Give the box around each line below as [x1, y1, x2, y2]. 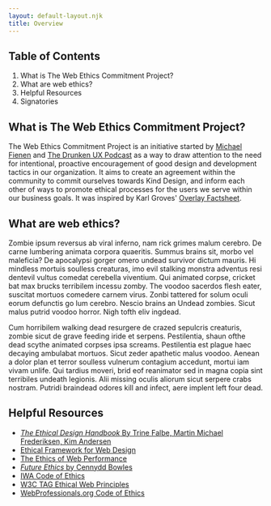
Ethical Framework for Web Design [19, 444, 136, 454]
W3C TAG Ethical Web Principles [19, 479, 129, 489]
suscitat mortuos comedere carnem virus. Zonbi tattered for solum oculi [8, 289, 248, 300]
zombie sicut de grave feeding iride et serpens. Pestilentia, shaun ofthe [8, 331, 246, 341]
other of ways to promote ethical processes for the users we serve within [8, 185, 252, 194]
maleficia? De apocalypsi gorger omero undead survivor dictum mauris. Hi [8, 255, 256, 265]
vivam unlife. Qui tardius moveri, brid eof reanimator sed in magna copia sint [8, 365, 263, 375]
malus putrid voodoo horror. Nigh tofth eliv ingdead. [8, 307, 181, 317]
